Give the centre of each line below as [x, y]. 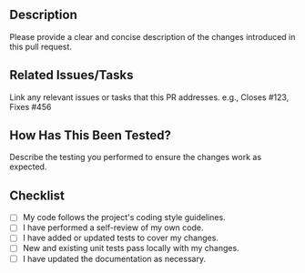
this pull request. [41, 46]
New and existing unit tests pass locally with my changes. [131, 248]
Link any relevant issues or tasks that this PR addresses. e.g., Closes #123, [149, 97]
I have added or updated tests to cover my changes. [120, 238]
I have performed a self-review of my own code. [113, 227]
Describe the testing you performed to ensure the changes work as [136, 157]
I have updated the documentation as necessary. [114, 258]
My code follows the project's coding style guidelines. [124, 217]
